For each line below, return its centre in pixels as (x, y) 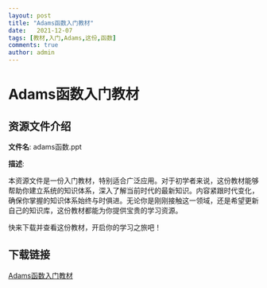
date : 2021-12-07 (41, 30)
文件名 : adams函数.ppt (45, 147)
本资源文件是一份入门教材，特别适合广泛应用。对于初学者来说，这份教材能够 (133, 181)
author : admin (32, 53)
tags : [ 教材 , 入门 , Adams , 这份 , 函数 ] (62, 38)
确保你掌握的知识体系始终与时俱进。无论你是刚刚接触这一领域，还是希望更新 (133, 200)
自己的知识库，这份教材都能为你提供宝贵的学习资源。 (95, 210)
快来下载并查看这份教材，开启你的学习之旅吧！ (85, 227)
